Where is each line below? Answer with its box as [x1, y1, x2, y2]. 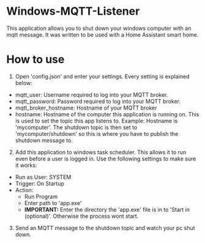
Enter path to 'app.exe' [24, 199, 82, 206]
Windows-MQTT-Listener [6, 4, 140, 18]
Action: [15, 186, 34, 193]
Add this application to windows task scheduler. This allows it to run [15, 148, 187, 155]
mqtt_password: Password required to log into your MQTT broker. [15, 97, 181, 105]
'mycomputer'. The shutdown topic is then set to [15, 124, 138, 131]
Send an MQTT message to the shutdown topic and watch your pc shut [15, 224, 195, 231]
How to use [6, 53, 65, 67]
